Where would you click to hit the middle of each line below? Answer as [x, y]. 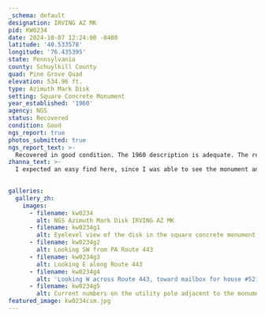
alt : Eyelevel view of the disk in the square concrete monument [146, 235]
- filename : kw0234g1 [65, 228]
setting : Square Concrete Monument [67, 96]
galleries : [26, 191]
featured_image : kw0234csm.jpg [60, 301]
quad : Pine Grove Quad [45, 74]
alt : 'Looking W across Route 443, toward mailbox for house [139, 279]
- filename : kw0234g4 [65, 272]
